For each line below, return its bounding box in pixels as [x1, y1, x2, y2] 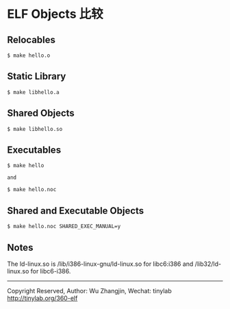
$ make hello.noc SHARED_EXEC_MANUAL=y [7, 223, 121, 230]
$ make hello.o [7, 52, 51, 59]
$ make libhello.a [7, 88, 60, 96]
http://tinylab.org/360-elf [7, 294, 78, 302]
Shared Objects [7, 108, 75, 119]
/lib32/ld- [194, 260, 221, 268]
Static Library [7, 71, 66, 82]
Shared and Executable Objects [7, 205, 144, 217]
